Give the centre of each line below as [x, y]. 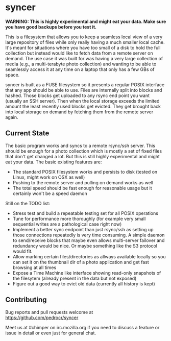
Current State [27, 133]
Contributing [26, 300]
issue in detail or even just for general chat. [51, 333]
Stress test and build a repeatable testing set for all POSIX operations [85, 213]
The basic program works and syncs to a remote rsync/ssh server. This [80, 145]
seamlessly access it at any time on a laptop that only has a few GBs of [80, 69]
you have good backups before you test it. [51, 27]
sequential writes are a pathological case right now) [67, 224]
